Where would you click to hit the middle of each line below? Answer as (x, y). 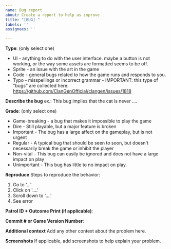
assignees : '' (21, 29)
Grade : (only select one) (31, 111)
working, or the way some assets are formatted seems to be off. (80, 64)
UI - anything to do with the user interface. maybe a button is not (81, 58)
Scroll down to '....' (32, 195)
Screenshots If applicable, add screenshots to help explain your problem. (83, 241)
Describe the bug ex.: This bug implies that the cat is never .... (71, 101)
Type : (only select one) (30, 48)
